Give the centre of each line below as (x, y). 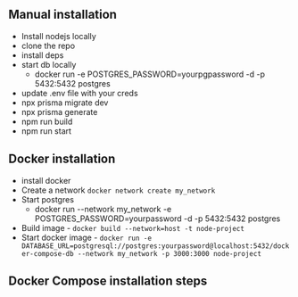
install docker (46, 180)
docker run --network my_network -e (103, 209)
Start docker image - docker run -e (87, 237)
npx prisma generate (59, 111)
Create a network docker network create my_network (118, 190)
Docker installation (62, 159)
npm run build (47, 121)
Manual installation (63, 15)
